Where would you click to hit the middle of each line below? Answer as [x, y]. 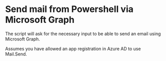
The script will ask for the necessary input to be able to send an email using [83, 33]
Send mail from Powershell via [69, 9]
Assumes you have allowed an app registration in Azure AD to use [73, 48]
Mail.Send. [16, 54]
